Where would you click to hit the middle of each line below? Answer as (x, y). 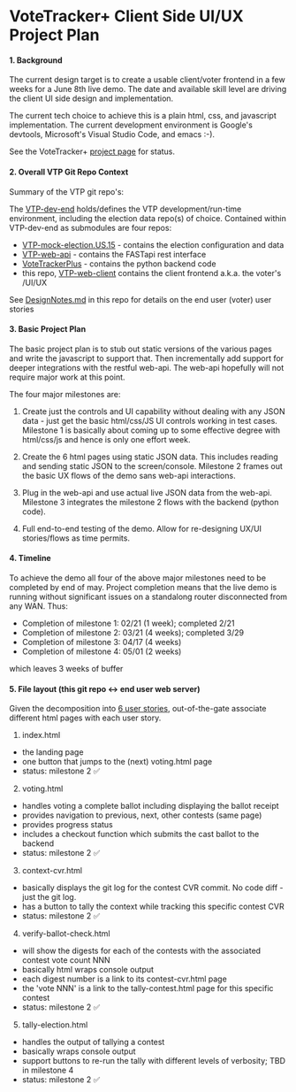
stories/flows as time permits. (76, 538)
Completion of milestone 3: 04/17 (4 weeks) (102, 642)
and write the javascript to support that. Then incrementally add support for (147, 358)
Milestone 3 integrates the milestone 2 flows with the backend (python (150, 502)
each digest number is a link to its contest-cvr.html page (124, 979)
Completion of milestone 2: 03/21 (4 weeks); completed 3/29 (133, 633)
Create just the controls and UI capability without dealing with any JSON (153, 411)
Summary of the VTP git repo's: (67, 191)
